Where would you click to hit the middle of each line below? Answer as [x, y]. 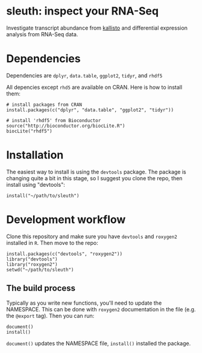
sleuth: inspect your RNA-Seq [82, 11]
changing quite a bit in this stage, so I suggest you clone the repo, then [94, 178]
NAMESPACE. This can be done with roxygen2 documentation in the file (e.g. [101, 309]
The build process [41, 288]
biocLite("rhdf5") [29, 131]
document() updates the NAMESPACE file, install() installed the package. [99, 343]
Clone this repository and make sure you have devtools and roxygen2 [92, 236]
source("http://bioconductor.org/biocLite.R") [66, 126]
